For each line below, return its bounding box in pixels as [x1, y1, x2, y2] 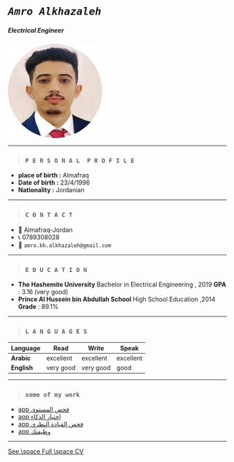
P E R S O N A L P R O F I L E [24, 157, 135, 165]
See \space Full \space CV [8, 447, 84, 456]
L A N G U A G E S [24, 327, 87, 335]
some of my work [24, 391, 81, 398]
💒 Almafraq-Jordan [17, 225, 73, 234]
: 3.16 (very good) [17, 288, 69, 296]
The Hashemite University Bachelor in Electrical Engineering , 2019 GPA [17, 280, 226, 289]
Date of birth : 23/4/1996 [17, 178, 90, 187]
